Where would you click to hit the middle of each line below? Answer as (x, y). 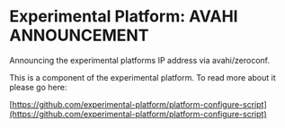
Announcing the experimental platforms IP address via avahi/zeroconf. (140, 60)
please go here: (38, 87)
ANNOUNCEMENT (79, 35)
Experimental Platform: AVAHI (124, 17)
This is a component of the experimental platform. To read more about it (142, 77)
